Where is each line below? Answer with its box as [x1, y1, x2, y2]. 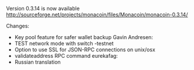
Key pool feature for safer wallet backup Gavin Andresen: [14, 34, 154, 40]
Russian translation [14, 58, 61, 65]
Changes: [6, 23, 29, 29]
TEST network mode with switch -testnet [14, 40, 114, 47]
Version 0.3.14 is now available [6, 5, 80, 12]
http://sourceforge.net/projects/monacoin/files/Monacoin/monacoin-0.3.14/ [6, 11, 188, 18]
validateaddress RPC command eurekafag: [14, 52, 118, 59]
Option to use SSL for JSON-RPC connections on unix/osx [14, 46, 155, 53]
